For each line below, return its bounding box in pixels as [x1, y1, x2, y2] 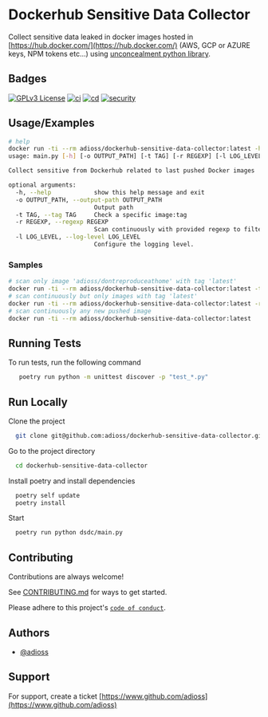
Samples [8, 259, 43, 270]
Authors [8, 626, 50, 640]
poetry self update [15, 491, 81, 499]
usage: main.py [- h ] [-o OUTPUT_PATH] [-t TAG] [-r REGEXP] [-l [8, 152, 227, 160]
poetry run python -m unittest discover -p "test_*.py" [18, 373, 209, 381]
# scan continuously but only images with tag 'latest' [8, 292, 198, 300]
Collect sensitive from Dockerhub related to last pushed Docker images [8, 167, 255, 175]
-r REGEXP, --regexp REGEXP [15, 218, 109, 227]
